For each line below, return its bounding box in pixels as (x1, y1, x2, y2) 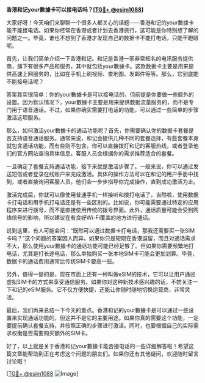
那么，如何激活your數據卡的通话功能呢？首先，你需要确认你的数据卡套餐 (6, 127, 189, 134)
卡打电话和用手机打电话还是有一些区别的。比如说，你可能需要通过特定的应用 (6, 199, 199, 206)
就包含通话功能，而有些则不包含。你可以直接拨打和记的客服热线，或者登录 (6, 142, 193, 149)
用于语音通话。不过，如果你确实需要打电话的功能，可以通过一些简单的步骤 (11, 106, 199, 113)
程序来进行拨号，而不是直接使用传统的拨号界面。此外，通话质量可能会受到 (6, 206, 193, 214)
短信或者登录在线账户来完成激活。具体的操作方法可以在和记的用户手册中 (11, 171, 193, 177)
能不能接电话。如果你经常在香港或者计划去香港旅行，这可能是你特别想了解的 (6, 27, 199, 34)
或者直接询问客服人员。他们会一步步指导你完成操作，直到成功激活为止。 (16, 178, 199, 185)
